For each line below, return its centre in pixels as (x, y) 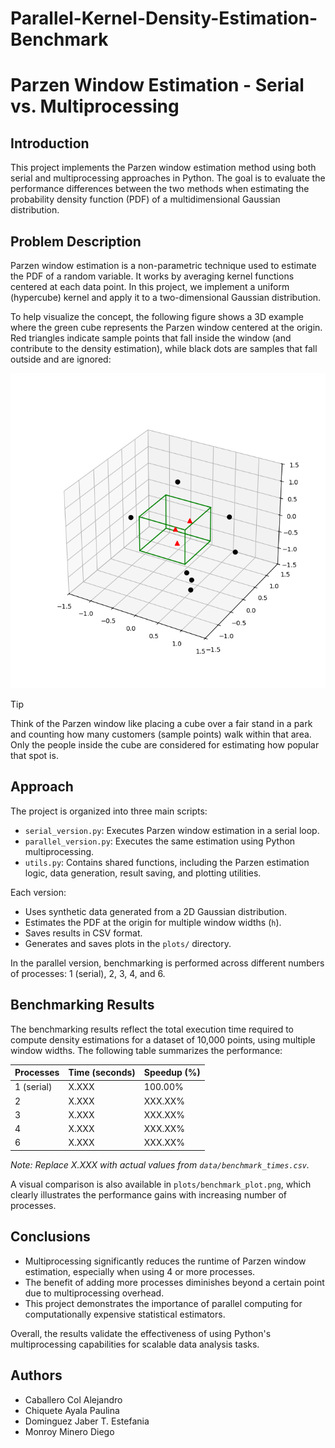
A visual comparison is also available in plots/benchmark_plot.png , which (161, 1184)
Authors (36, 1375)
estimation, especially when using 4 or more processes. (140, 1271)
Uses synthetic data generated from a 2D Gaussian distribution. (156, 911)
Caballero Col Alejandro (73, 1399)
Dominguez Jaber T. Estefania (87, 1421)
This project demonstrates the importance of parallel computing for (163, 1303)
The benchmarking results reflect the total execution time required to (152, 1029)
